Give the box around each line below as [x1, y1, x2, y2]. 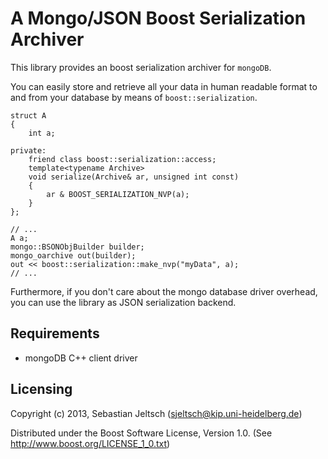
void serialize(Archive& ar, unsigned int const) [28, 172, 240, 182]
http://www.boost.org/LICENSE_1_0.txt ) [10, 437, 171, 449]
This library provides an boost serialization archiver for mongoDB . [10, 61, 272, 73]
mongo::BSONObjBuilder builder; [10, 242, 145, 252]
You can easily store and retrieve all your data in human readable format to [10, 80, 318, 92]
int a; [28, 128, 56, 138]
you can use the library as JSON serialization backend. [10, 296, 237, 308]
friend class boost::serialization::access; [28, 154, 217, 164]
